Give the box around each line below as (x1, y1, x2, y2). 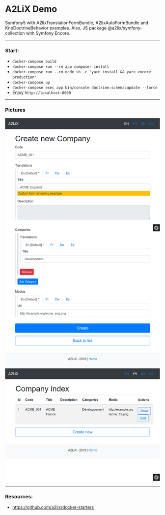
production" (12, 75, 37, 80)
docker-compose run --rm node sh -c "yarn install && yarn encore (12, 70, 151, 75)
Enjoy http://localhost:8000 (12, 90, 71, 95)
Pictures (5, 107, 26, 114)
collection (5, 30, 25, 36)
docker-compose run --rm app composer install (12, 64, 110, 69)
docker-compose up (12, 80, 50, 85)
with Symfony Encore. (26, 30, 71, 36)
